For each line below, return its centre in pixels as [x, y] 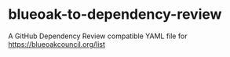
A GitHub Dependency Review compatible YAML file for [98, 36]
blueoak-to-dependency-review [115, 14]
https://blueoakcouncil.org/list [57, 44]
